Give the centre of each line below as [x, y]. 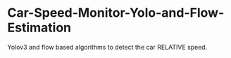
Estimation [39, 28]
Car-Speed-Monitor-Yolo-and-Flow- [116, 13]
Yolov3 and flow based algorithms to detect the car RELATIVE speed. [107, 47]
